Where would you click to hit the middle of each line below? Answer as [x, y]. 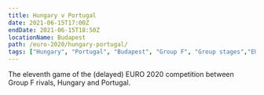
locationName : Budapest [47, 37]
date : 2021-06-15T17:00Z [49, 23]
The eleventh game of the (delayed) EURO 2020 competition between [121, 74]
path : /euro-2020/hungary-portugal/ [68, 45]
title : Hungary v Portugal [52, 15]
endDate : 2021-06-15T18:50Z [54, 30]
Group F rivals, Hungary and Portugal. [70, 82]
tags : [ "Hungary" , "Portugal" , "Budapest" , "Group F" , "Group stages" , [128, 52]
